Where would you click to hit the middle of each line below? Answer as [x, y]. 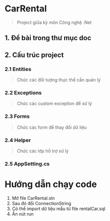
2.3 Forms [17, 116]
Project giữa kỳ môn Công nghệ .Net [54, 22]
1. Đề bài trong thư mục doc [48, 38]
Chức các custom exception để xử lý [55, 104]
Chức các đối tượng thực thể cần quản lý [58, 80]
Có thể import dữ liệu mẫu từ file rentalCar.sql [58, 209]
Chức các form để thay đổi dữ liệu [52, 127]
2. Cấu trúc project [34, 55]
